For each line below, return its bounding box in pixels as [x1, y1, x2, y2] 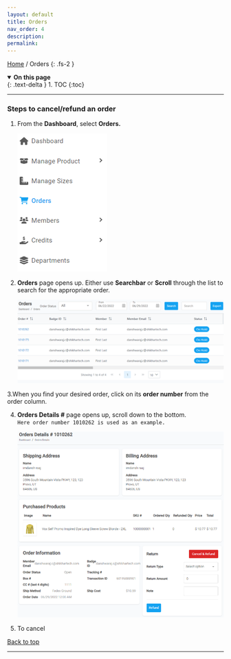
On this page [13, 73, 51, 82]
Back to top [7, 637, 40, 646]
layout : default [7, 11, 54, 18]
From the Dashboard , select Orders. [16, 120, 122, 128]
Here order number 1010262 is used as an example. [16, 420, 166, 426]
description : [7, 33, 45, 40]
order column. [7, 398, 47, 406]
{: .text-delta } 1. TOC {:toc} [7, 80, 85, 89]
